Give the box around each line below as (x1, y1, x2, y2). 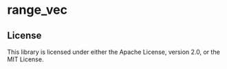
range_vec (7, 2, 67, 18)
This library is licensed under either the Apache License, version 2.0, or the (7, 48, 220, 56)
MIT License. (7, 55, 44, 63)
